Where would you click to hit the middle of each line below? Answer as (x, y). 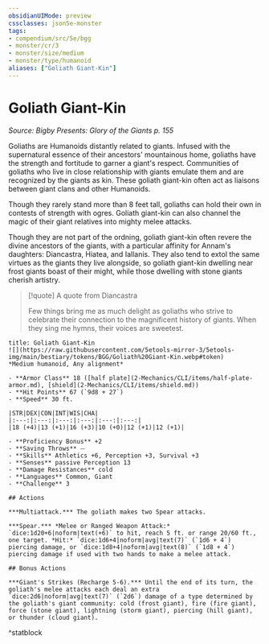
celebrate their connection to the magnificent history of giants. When (142, 320)
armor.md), (26, 385)
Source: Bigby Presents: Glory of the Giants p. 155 (91, 130)
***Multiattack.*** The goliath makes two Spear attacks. (107, 512)
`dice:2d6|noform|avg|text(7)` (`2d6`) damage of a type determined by (130, 597)
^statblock (25, 632)
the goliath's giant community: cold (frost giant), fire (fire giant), (132, 603)
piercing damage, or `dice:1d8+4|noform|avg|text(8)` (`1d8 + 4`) (122, 547)
